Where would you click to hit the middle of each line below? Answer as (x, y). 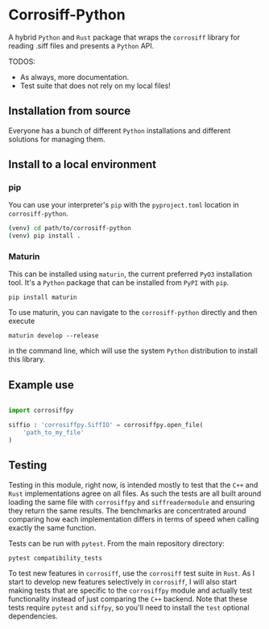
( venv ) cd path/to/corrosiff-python (70, 229)
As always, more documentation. (74, 77)
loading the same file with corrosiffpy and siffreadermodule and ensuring (132, 501)
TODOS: (22, 61)
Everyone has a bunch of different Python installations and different (120, 130)
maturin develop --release (54, 336)
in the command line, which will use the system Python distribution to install (133, 351)
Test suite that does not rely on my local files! (95, 86)
